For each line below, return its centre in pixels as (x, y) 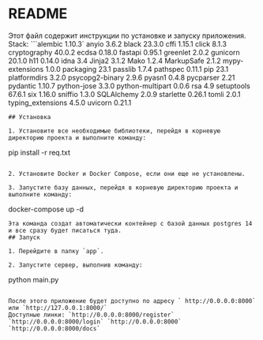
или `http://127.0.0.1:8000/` (58, 308)
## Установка (30, 117)
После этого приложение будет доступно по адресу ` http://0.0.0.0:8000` (132, 301)
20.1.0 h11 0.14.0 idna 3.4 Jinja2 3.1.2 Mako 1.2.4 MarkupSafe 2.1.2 (115, 61)
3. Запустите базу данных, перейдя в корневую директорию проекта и (123, 187)
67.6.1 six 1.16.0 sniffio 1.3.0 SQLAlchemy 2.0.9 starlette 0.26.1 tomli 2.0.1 (124, 94)
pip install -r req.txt (39, 152)
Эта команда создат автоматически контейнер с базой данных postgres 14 (130, 223)
